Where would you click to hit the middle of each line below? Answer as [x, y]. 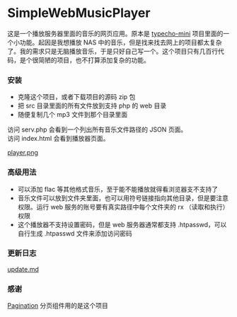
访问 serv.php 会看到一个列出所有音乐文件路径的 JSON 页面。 [97, 129]
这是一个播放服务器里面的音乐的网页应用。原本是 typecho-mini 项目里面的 [115, 33]
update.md [23, 269]
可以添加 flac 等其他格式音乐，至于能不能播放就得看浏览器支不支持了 [118, 189]
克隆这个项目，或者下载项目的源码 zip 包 [76, 97]
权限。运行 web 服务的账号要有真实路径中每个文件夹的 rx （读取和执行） [123, 207]
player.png [23, 153]
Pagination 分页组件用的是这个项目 [58, 306]
